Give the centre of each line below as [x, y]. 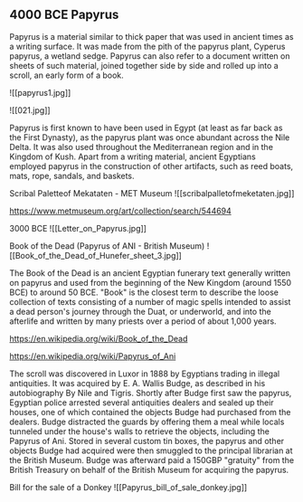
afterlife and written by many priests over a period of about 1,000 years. [143, 321]
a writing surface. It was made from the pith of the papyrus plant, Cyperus [147, 46]
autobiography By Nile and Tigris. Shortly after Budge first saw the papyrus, [151, 393]
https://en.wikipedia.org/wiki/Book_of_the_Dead [99, 338]
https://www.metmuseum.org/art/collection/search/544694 [121, 211]
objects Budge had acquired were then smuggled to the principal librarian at [151, 450]
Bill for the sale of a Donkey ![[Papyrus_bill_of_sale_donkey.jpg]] [128, 487]
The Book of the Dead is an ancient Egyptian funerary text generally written [150, 273]
